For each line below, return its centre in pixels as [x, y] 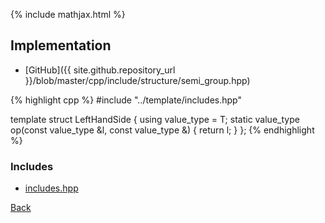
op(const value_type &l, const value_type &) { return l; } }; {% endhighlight [162, 130]
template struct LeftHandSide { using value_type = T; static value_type [155, 119]
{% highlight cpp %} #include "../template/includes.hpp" [126, 100]
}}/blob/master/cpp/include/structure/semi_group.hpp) [137, 80]
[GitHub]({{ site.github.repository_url [100, 70]
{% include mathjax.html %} [68, 14]
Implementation [61, 45]
